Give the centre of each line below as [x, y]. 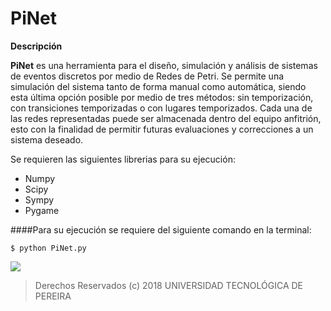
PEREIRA [53, 296]
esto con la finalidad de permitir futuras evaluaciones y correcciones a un [162, 129]
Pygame [42, 210]
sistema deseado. [47, 139]
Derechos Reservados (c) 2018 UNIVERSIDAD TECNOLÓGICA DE [169, 285]
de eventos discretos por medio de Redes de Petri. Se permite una [147, 76]
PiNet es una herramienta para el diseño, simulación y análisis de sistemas [164, 65]
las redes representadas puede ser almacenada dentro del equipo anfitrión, [166, 118]
